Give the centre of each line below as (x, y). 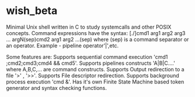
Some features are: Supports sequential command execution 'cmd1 (87, 57)
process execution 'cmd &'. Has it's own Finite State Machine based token (95, 82)
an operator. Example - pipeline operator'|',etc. (62, 46)
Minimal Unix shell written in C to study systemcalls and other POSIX (89, 27)
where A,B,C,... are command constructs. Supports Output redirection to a (95, 69)
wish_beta (32, 11)
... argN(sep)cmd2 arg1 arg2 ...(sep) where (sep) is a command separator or (97, 39)
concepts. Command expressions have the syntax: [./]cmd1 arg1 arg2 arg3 (96, 33)
